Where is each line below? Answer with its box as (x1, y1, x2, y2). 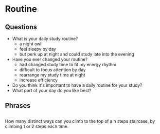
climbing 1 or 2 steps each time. (5, 123, 69, 129)
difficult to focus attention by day (19, 67, 86, 73)
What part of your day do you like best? (12, 88, 91, 93)
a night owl (19, 41, 42, 47)
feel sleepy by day (19, 46, 56, 52)
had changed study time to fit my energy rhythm (19, 62, 117, 67)
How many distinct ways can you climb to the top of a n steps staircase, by (5, 118, 155, 124)
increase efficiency (19, 77, 58, 83)
